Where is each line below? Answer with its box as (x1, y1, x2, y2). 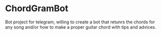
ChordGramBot (5, 3, 68, 14)
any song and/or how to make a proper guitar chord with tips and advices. (5, 24, 157, 30)
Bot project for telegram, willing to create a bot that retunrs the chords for (5, 19, 155, 25)
